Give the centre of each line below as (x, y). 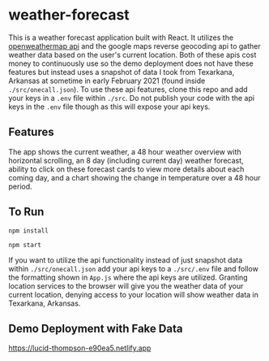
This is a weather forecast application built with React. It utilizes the (121, 37)
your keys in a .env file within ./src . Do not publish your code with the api (132, 98)
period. (20, 186)
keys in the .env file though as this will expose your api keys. (109, 107)
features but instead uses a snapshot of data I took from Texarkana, (122, 72)
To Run (26, 212)
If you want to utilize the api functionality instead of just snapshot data (126, 260)
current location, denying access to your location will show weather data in (134, 294)
